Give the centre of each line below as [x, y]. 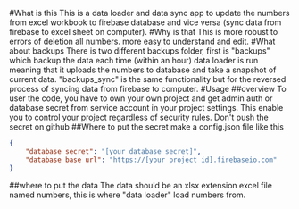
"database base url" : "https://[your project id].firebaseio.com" [151, 160]
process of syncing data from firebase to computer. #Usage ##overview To [148, 89]
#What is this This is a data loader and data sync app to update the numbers [149, 13]
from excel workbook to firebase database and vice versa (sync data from [145, 22]
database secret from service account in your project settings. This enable [146, 108]
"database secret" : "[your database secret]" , [113, 151]
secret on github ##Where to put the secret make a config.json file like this [146, 127]
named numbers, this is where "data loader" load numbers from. [128, 195]
